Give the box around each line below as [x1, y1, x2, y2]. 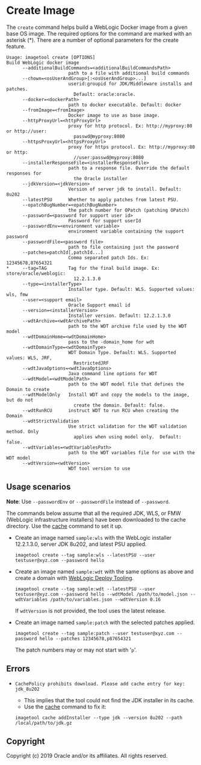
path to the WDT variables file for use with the [68, 449, 196, 455]
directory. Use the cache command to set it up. [6, 522, 123, 529]
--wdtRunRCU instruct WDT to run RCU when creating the [22, 407, 179, 413]
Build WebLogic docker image [6, 60, 79, 66]
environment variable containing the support [68, 228, 185, 234]
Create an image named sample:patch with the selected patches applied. [14, 619, 196, 626]
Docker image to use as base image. [68, 112, 161, 118]
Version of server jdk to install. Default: [68, 186, 182, 192]
